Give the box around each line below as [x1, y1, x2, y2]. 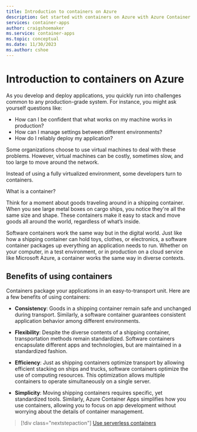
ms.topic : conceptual [6, 36, 59, 42]
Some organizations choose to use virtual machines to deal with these [6, 146, 176, 153]
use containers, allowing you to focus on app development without [14, 401, 176, 408]
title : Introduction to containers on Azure [6, 8, 117, 15]
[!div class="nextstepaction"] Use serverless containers [20, 419, 156, 426]
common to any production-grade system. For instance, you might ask [6, 98, 177, 105]
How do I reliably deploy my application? [14, 134, 113, 141]
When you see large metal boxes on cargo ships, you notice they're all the [6, 205, 186, 212]
